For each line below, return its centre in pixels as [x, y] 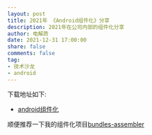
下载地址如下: [27, 94]
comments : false [31, 54]
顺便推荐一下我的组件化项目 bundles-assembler [76, 124]
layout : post [27, 14]
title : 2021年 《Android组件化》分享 [59, 20]
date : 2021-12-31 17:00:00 [47, 40]
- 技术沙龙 [21, 66]
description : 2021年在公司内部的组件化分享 [66, 27]
